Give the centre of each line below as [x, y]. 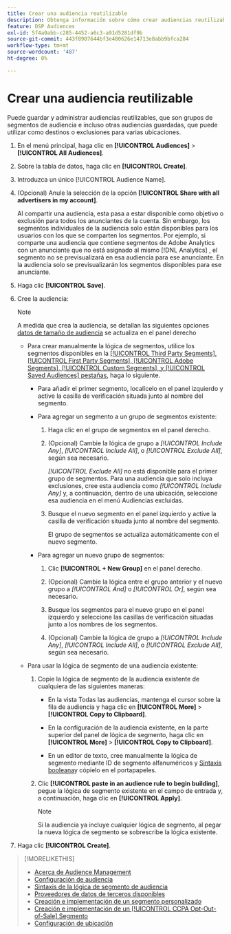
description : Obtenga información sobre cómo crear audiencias [100, 20]
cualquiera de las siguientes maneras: [91, 686]
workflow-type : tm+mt [38, 45]
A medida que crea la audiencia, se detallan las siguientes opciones [113, 325]
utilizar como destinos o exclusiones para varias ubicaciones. [94, 132]
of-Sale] [46, 915]
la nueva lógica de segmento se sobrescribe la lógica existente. [128, 832]
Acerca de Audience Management [83, 872]
